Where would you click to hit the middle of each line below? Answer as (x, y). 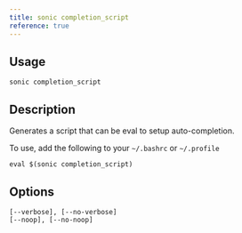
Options (32, 192)
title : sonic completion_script (69, 17)
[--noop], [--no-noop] (51, 220)
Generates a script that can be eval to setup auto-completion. (122, 131)
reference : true (39, 26)
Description (42, 109)
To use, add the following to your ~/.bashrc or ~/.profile (114, 149)
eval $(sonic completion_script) (71, 165)
